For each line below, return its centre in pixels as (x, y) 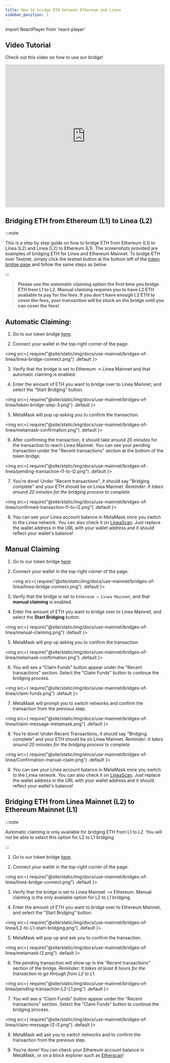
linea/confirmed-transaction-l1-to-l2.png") (49, 507)
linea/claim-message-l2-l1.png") (39, 1024)
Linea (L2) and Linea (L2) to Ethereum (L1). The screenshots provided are (81, 248)
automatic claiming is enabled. (44, 374)
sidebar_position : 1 (27, 15)
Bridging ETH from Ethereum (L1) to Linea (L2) (79, 221)
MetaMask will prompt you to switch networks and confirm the (78, 703)
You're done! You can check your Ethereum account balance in (78, 1050)
